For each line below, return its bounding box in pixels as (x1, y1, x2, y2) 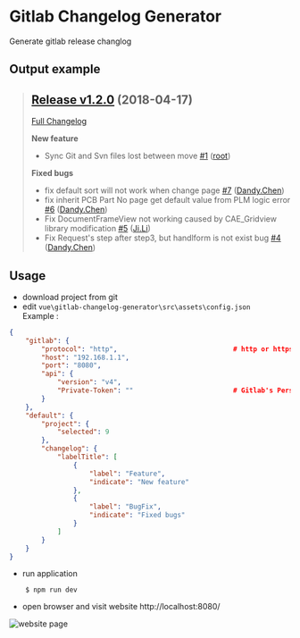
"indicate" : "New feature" (88, 477, 190, 486)
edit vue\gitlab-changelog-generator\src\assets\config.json (21, 301, 251, 312)
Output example (9, 62, 101, 77)
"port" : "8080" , (41, 361, 102, 370)
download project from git (21, 291, 118, 302)
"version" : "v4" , (56, 378, 122, 387)
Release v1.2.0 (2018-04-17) (30, 92, 194, 107)
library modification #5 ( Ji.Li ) (44, 223, 152, 234)
